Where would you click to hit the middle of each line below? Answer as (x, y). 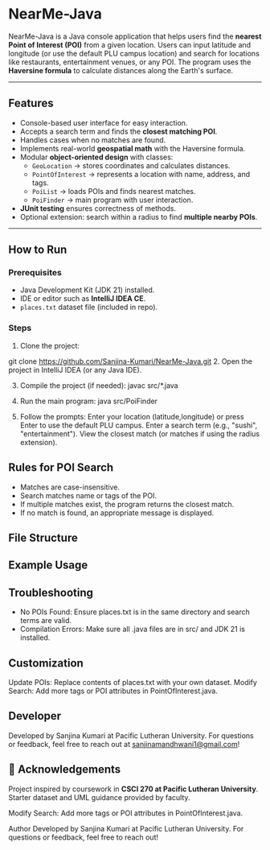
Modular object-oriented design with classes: (96, 157)
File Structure (43, 537)
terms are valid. (46, 621)
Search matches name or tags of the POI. (88, 495)
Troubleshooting (51, 592)
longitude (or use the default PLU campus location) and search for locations (134, 53)
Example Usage (48, 565)
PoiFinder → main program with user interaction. (112, 200)
